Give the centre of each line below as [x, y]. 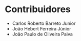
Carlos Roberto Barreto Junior [44, 23]
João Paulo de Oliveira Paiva [42, 34]
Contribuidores [38, 9]
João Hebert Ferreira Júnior [42, 28]
